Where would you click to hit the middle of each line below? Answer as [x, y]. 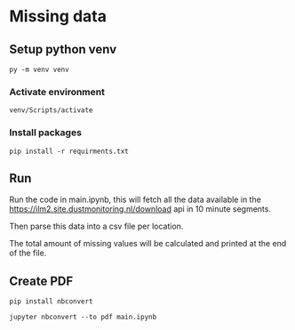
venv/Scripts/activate [51, 110]
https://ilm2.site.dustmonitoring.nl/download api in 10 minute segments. [140, 209]
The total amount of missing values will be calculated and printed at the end [148, 244]
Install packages [46, 133]
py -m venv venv [39, 69]
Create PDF [41, 281]
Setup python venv [63, 49]
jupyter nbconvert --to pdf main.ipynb [83, 318]
